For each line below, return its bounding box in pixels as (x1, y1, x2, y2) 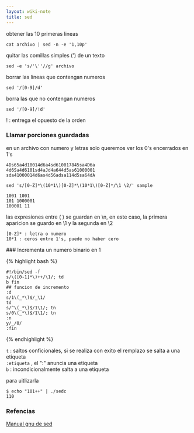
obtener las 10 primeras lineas (6, 30, 79, 37)
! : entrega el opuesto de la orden (6, 117, 86, 124)
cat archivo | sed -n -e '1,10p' (6, 42, 88, 47)
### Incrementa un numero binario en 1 (6, 246, 101, 253)
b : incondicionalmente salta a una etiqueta (6, 366, 109, 373)
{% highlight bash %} (6, 257, 58, 264)
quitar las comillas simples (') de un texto (6, 52, 105, 59)
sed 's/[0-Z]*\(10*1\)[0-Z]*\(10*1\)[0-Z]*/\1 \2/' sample (6, 182, 153, 188)
